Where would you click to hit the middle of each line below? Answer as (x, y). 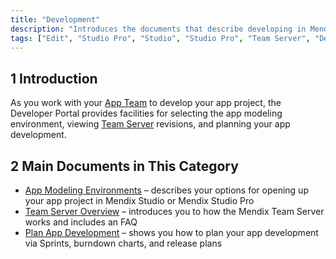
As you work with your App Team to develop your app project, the (146, 103)
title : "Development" (55, 19)
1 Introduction (54, 78)
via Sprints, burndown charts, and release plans (123, 243)
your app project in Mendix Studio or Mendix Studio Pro (139, 200)
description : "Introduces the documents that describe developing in (158, 29)
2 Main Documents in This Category (124, 166)
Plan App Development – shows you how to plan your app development (171, 232)
